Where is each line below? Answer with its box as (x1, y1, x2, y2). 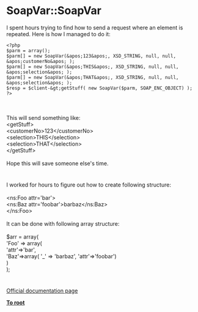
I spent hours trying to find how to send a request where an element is (6, 24, 183, 31)
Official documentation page (6, 287, 78, 294)
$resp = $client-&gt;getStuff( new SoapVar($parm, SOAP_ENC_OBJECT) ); (6, 85, 193, 91)
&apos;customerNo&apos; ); (6, 58, 75, 64)
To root (6, 299, 25, 306)
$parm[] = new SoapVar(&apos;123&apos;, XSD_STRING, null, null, (6, 53, 176, 59)
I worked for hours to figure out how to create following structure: (6, 181, 171, 188)
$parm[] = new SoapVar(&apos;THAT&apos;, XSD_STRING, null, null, (6, 74, 179, 80)
